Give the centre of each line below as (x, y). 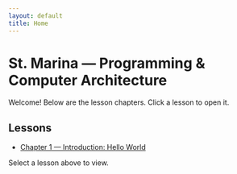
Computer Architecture (88, 80)
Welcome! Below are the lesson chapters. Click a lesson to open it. (119, 102)
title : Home (28, 23)
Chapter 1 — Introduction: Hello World (83, 147)
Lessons (30, 128)
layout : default (35, 16)
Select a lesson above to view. (58, 163)
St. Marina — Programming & (107, 63)
